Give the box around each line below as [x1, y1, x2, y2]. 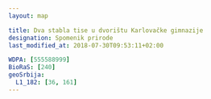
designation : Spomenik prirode [8, 34, 114, 42]
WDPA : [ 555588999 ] [8, 56, 70, 64]
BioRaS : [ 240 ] [8, 64, 56, 72]
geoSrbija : [8, 71, 45, 79]
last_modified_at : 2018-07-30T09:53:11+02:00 [8, 41, 163, 49]
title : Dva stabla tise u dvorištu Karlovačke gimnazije [8, 26, 204, 35]
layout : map [8, 11, 48, 20]
